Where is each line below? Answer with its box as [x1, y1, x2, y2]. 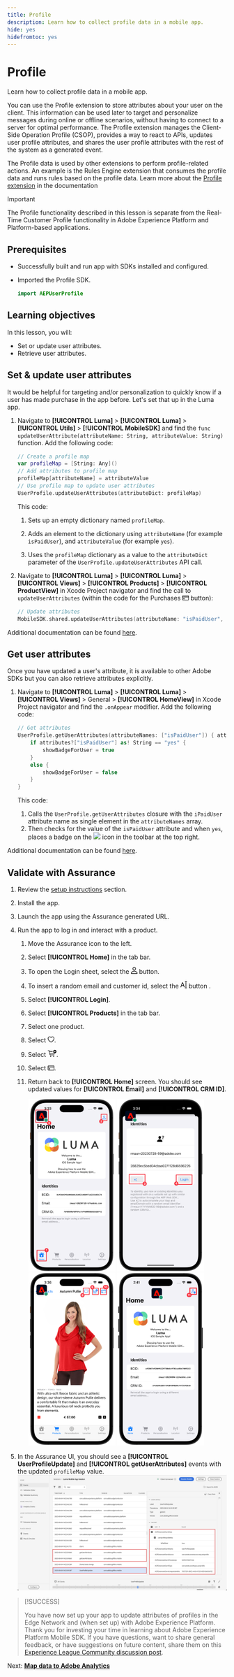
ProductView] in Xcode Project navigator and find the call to [17, 586, 192, 594]
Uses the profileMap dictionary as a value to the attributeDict [27, 550, 208, 559]
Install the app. [17, 899, 61, 907]
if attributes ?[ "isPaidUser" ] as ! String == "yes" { [30, 740, 187, 747]
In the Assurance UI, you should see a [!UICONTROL [17, 1453, 169, 1461]
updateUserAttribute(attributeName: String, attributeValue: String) [17, 432, 224, 440]
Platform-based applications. [7, 224, 91, 232]
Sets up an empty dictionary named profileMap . [27, 516, 165, 524]
